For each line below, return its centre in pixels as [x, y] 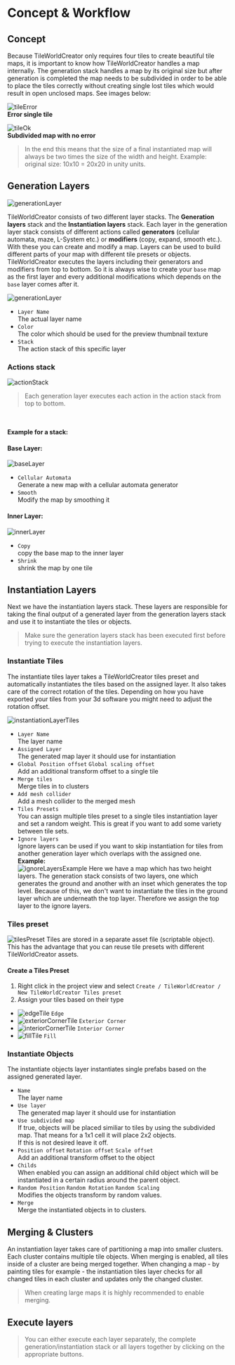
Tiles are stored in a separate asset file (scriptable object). [131, 939]
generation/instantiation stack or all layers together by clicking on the [125, 1347]
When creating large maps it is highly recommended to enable [114, 1292]
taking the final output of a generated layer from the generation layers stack [117, 615]
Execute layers [40, 1322]
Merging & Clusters [50, 1232]
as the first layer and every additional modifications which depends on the [114, 277]
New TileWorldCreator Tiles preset [69, 993]
